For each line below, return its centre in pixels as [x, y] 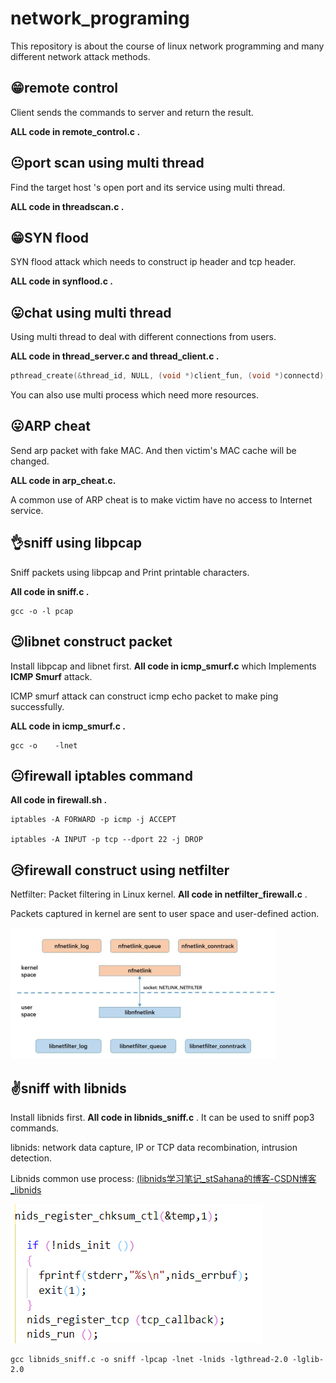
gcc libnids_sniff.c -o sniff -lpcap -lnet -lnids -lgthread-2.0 [149, 1359]
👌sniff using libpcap [76, 543]
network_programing [100, 18]
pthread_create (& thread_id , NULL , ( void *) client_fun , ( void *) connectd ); [169, 376]
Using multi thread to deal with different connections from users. [143, 337]
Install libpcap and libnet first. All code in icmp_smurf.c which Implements [163, 666]
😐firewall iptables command [101, 775]
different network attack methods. [80, 56]
